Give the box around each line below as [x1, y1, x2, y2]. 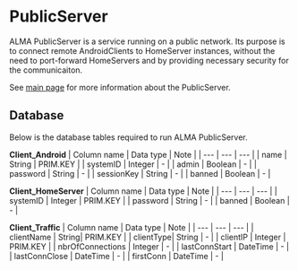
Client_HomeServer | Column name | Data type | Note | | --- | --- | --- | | [9, 186, 277, 196]
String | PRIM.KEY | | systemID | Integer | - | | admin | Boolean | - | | [9, 159, 258, 170]
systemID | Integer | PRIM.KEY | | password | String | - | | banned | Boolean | [9, 195, 291, 205]
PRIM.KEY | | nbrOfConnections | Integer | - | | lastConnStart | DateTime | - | [9, 240, 289, 252]
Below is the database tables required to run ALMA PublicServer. [9, 132, 248, 143]
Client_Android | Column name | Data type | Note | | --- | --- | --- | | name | [9, 149, 288, 160]
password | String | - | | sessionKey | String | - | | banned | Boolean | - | [9, 168, 271, 179]
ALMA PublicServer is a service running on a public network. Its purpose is [9, 36, 285, 47]
